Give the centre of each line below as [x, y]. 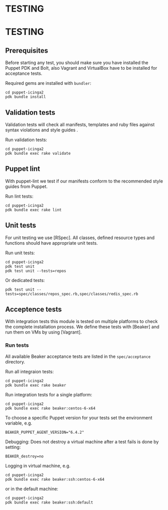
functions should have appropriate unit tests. [52, 243]
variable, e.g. [19, 423]
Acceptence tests [33, 310]
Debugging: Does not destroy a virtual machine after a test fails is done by [82, 442]
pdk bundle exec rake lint [33, 210]
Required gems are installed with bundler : [48, 83]
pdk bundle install [26, 97]
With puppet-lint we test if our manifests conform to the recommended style [84, 181]
